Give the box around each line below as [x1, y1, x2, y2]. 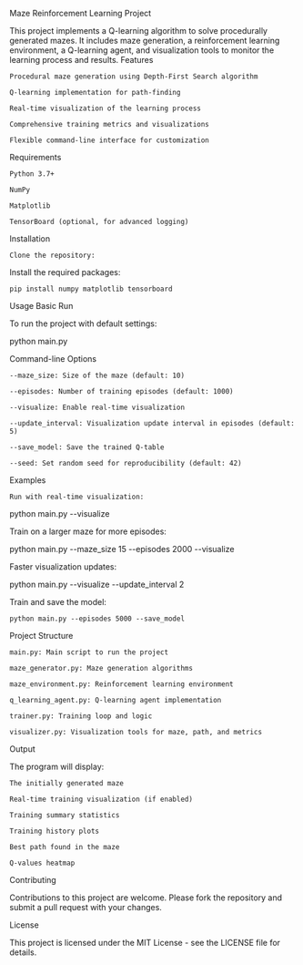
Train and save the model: [9, 597, 107, 607]
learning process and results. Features [9, 55, 154, 65]
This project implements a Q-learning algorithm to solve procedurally [9, 26, 268, 36]
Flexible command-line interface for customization [9, 136, 209, 145]
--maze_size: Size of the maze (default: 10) [9, 371, 185, 380]
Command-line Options [9, 354, 97, 364]
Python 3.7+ [9, 169, 55, 179]
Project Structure [9, 631, 74, 641]
